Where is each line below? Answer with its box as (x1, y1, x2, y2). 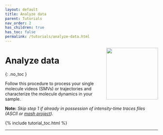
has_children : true (5, 25, 45, 30)
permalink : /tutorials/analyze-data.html (5, 34, 90, 39)
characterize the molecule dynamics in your (5, 91, 93, 97)
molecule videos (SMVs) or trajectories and (5, 85, 92, 91)
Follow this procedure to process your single (5, 81, 94, 86)
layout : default (5, 7, 38, 12)
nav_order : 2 (5, 20, 32, 26)
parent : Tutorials (5, 16, 42, 21)
